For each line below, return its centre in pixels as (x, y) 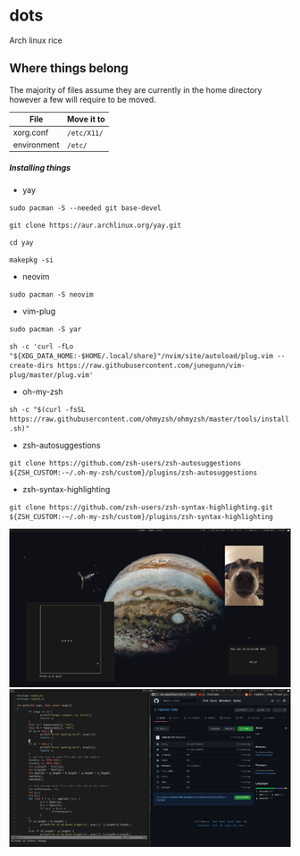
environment (36, 145)
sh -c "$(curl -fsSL (48, 410)
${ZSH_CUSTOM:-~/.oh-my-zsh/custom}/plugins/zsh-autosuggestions (133, 473)
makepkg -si (31, 260)
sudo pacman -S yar (46, 330)
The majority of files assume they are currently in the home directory (136, 89)
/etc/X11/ (85, 133)
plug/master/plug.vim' (51, 375)
